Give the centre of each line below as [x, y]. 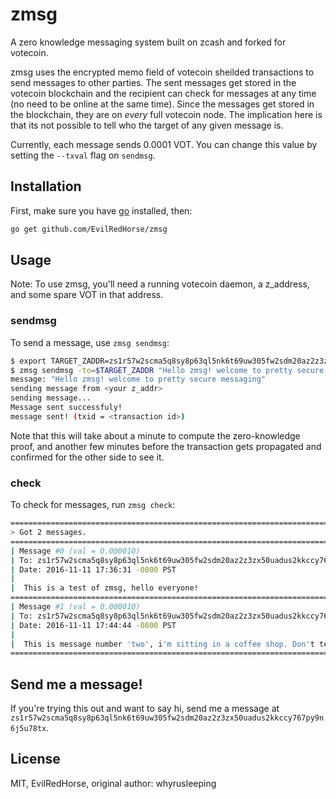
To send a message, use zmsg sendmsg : [90, 342]
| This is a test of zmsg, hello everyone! [104, 588]
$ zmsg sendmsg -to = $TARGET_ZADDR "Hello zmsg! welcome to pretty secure [167, 370]
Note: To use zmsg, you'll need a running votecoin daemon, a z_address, [160, 284]
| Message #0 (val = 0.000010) [75, 551]
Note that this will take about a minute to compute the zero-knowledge [155, 435]
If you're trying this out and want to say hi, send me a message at [145, 709]
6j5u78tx [28, 729]
